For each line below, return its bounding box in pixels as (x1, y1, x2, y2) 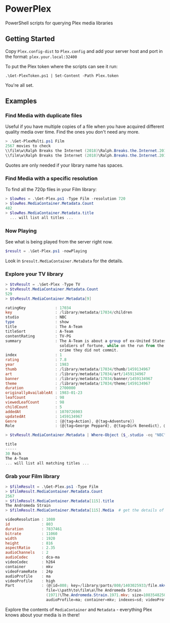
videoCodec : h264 (5, 559, 56, 565)
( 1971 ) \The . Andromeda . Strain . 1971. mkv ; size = (46, 593, 144, 598)
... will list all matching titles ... (5, 460, 90, 465)
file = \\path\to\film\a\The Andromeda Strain (46, 588, 142, 593)
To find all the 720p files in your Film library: (5, 186, 97, 193)
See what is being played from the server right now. (5, 238, 113, 244)
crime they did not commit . (59, 348, 119, 353)
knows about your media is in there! (5, 612, 80, 618)
